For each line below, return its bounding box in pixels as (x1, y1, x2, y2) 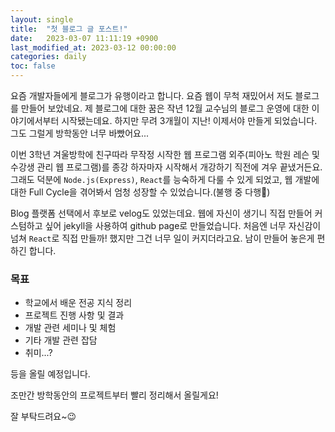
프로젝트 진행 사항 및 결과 (24, 309, 125, 321)
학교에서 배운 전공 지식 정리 (24, 297, 133, 309)
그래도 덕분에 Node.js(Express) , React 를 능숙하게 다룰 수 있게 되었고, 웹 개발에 (10, 174, 320, 185)
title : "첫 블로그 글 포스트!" (10, 24, 128, 34)
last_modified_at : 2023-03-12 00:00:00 (10, 42, 177, 53)
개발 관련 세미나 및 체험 (24, 322, 117, 334)
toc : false (10, 61, 56, 71)
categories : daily (10, 52, 87, 62)
